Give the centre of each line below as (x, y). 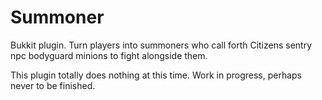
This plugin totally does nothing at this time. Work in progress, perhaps (156, 75)
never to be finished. (53, 85)
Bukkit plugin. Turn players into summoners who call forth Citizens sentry (161, 45)
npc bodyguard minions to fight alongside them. (109, 55)
